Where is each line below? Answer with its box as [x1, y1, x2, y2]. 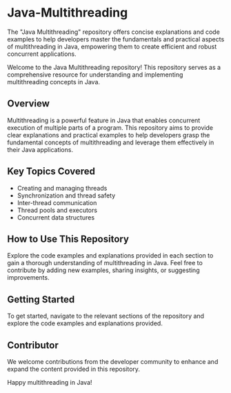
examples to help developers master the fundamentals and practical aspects [7, 35, 225, 43]
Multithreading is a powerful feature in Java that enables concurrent [7, 116, 201, 124]
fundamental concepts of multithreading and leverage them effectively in [7, 138, 214, 146]
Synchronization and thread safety [17, 191, 116, 200]
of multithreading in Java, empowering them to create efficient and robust [7, 42, 217, 50]
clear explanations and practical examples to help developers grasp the [7, 131, 210, 139]
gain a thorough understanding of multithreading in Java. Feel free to [7, 259, 203, 267]
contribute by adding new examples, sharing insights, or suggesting [7, 266, 200, 274]
